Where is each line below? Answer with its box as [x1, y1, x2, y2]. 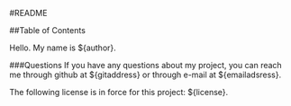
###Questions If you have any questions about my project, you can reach [9, 60, 282, 70]
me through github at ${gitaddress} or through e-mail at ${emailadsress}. [9, 69, 282, 80]
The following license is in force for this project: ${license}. [9, 87, 229, 97]
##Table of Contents [9, 25, 86, 35]
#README [9, 8, 48, 18]
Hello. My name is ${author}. [9, 42, 117, 53]
